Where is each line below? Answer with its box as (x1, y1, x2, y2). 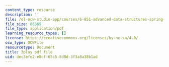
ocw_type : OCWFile (5, 40, 44, 45)
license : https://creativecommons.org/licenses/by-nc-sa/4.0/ (5, 36, 138, 41)
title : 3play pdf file (5, 49, 53, 54)
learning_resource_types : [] (5, 31, 66, 36)
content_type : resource (5, 7, 55, 13)
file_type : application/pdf (5, 26, 64, 31)
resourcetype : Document (5, 45, 55, 50)
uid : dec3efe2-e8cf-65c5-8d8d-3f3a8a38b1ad (5, 54, 98, 59)
